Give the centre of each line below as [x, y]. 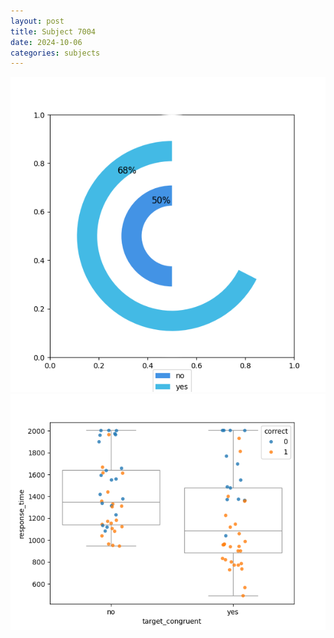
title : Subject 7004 [53, 31]
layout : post [37, 21]
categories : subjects [55, 53]
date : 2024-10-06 [46, 42]
